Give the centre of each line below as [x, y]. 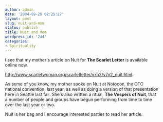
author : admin [19, 10]
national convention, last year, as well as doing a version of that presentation [82, 89]
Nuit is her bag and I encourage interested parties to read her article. [74, 114]
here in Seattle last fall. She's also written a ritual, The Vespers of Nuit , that [81, 94]
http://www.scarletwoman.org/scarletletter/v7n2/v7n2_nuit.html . [69, 74]
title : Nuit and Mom [26, 32]
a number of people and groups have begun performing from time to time [79, 99]
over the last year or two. [30, 104]
